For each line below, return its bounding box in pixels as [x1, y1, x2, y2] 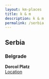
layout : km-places [5, 7, 42, 12]
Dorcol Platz [5, 64, 30, 69]
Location [5, 68, 23, 75]
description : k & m [5, 16, 44, 21]
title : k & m [5, 12, 31, 16]
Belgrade [5, 53, 27, 59]
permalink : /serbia [5, 20, 44, 26]
